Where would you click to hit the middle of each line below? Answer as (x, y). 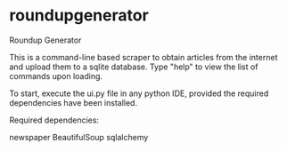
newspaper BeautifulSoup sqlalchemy (79, 137)
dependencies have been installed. (74, 102)
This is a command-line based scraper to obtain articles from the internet (143, 57)
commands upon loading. (56, 75)
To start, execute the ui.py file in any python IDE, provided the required (139, 93)
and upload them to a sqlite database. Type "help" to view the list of (134, 67)
